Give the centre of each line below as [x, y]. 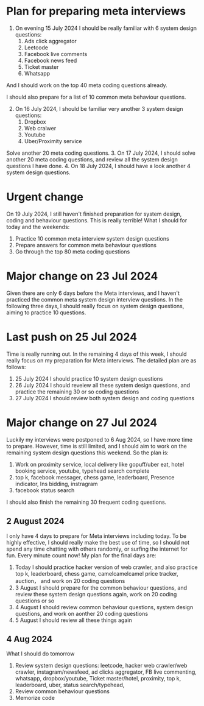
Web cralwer [40, 128]
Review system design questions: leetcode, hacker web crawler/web [101, 666]
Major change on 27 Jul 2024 [82, 422]
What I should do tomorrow [40, 654]
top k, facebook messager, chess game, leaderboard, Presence [95, 477]
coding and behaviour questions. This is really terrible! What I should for [97, 220]
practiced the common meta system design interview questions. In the [95, 299]
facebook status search [45, 490]
